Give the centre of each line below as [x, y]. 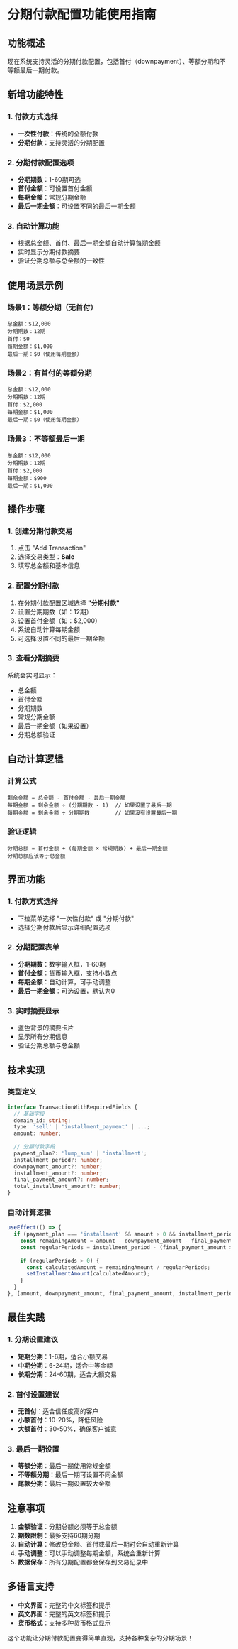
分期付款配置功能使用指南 [82, 15]
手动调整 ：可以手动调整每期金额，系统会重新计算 [89, 1553]
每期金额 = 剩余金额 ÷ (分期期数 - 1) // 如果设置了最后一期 [90, 805]
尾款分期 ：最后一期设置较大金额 [64, 1484]
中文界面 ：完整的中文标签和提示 [64, 1605]
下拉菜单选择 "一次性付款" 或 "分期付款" [76, 918]
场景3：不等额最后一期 [46, 439]
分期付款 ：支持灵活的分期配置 [61, 142]
